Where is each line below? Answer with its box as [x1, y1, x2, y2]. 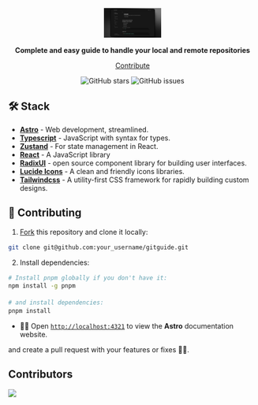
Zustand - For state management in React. [19, 141, 159, 150]
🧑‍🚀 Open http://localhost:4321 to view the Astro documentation [19, 321, 234, 330]
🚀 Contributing [8, 206, 82, 220]
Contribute [115, 61, 150, 70]
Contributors [8, 368, 73, 381]
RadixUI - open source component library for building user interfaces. [19, 158, 247, 168]
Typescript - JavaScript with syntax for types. [19, 133, 171, 143]
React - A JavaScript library [19, 150, 110, 159]
